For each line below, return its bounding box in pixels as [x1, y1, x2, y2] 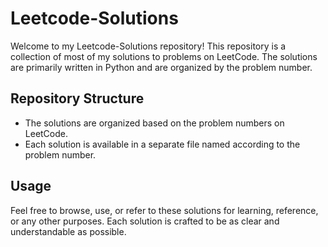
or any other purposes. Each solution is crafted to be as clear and [10, 215, 280, 227]
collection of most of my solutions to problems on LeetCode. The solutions [10, 50, 318, 62]
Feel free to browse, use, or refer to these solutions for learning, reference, [10, 204, 319, 216]
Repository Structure [10, 90, 145, 107]
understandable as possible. [10, 225, 127, 237]
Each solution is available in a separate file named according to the [24, 138, 301, 150]
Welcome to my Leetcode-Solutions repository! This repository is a [10, 40, 287, 52]
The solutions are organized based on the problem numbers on [24, 117, 285, 129]
